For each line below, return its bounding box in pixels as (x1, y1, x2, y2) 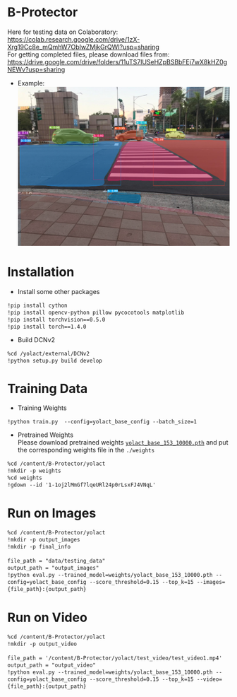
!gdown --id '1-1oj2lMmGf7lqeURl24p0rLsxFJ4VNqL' (7, 481, 157, 488)
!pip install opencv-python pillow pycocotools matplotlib (7, 309, 185, 316)
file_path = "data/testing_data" (7, 558, 106, 565)
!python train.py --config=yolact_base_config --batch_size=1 (7, 418, 197, 426)
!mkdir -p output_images (7, 537, 80, 544)
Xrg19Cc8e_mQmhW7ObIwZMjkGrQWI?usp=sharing (7, 42, 160, 51)
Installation (7, 264, 75, 280)
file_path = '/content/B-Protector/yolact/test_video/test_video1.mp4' (7, 655, 222, 662)
